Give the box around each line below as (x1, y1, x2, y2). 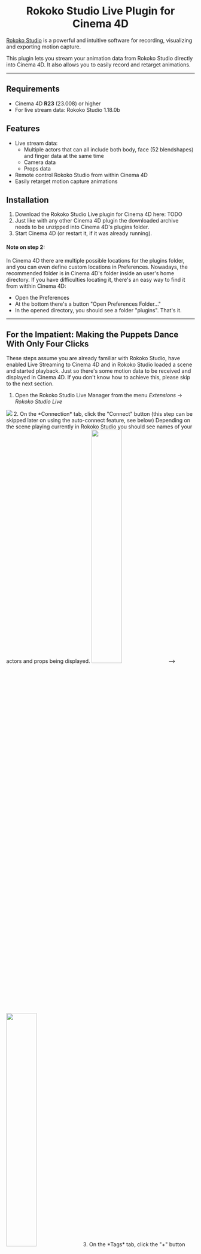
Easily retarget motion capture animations (14, 178, 118, 185)
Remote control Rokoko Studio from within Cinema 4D (14, 171, 148, 178)
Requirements (6, 84, 60, 94)
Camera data (23, 159, 56, 166)
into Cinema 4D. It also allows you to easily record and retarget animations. (6, 61, 191, 68)
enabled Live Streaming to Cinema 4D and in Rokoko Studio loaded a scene (6, 361, 193, 369)
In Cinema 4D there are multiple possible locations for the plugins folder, (6, 257, 185, 264)
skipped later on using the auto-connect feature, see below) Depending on (6, 417, 190, 424)
